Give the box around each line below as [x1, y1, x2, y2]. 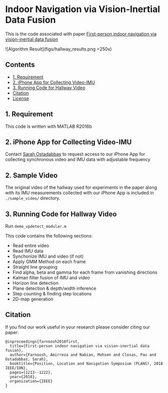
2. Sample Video [5, 171, 58, 180]
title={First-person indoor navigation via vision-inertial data [10, 343, 150, 348]
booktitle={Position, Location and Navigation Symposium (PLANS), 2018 [10, 361, 163, 366]
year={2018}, [10, 374, 37, 379]
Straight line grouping [12, 264, 58, 270]
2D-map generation [12, 296, 54, 302]
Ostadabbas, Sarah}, [5, 356, 49, 362]
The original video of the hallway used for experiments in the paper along [5, 185, 157, 191]
